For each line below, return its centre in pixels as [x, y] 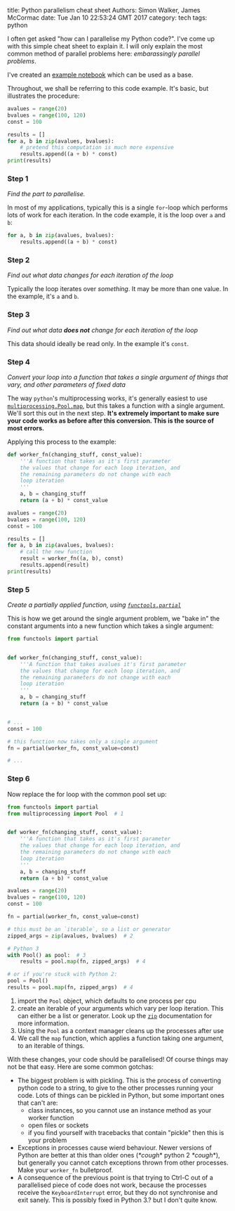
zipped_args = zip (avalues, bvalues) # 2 [70, 936]
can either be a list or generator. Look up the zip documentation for [115, 1015]
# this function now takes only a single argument [83, 741]
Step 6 [19, 778]
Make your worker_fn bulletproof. [65, 1170]
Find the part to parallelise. [46, 194]
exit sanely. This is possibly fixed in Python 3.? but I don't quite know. [117, 1200]
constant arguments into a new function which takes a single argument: [110, 626]
